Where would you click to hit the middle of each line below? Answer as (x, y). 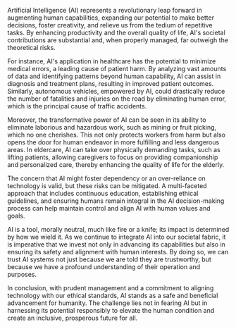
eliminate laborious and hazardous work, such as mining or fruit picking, (112, 127)
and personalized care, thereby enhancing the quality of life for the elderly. (116, 164)
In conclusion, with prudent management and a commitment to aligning (111, 288)
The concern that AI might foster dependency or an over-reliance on (106, 178)
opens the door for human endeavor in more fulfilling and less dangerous (113, 142)
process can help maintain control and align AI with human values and (109, 208)
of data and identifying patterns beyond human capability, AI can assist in (114, 76)
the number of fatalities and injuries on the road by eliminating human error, (117, 99)
